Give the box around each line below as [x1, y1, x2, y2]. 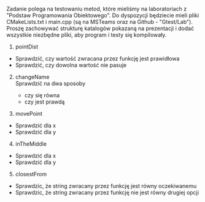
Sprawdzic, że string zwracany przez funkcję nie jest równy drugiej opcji [15, 189, 199, 196]
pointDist [15, 43, 39, 50]
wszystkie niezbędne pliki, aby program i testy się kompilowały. [6, 31, 167, 39]
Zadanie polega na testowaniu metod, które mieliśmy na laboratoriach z [6, 6, 187, 12]
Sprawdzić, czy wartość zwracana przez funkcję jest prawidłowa [15, 55, 180, 62]
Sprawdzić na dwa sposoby [15, 80, 86, 87]
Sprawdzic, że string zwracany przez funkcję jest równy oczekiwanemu [15, 182, 197, 189]
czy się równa [24, 92, 60, 99]
